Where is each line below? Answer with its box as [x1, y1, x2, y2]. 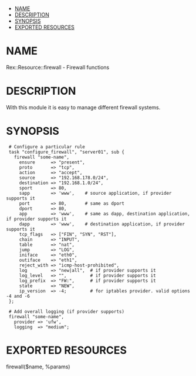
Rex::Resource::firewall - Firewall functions [6, 64, 110, 71]
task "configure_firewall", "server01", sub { [8, 149, 125, 155]
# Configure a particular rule [8, 144, 85, 149]
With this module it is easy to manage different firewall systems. [6, 104, 161, 111]
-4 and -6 [6, 293, 31, 299]
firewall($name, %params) [6, 363, 70, 370]
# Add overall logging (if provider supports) [8, 308, 125, 314]
